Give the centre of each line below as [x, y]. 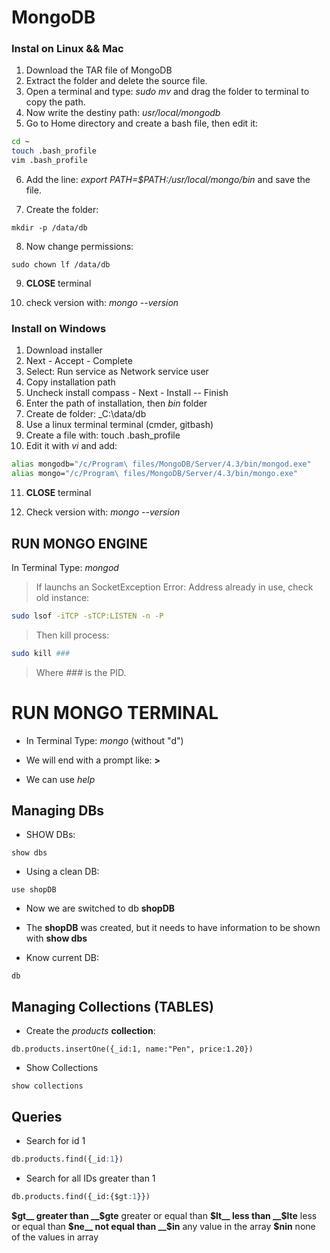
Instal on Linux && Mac [67, 49]
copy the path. [55, 102]
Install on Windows [59, 329]
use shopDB [34, 890]
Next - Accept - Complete [79, 361]
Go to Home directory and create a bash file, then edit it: [142, 123]
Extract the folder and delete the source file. [116, 81]
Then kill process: [72, 635]
